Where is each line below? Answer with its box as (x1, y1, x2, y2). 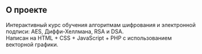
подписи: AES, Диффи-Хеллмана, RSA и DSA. (6, 28, 124, 35)
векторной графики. (6, 40, 59, 48)
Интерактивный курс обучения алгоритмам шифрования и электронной (6, 21, 196, 28)
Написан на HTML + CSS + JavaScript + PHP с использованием (6, 34, 173, 42)
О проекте (6, 5, 47, 15)
